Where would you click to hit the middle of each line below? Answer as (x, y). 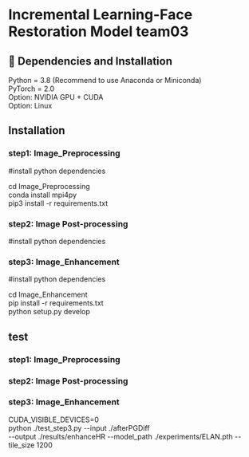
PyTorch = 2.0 (32, 89)
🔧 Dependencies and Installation (91, 61)
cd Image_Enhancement (48, 295)
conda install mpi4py (43, 195)
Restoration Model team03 (99, 32)
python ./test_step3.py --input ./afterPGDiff (79, 427)
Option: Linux (30, 106)
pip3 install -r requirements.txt (58, 203)
